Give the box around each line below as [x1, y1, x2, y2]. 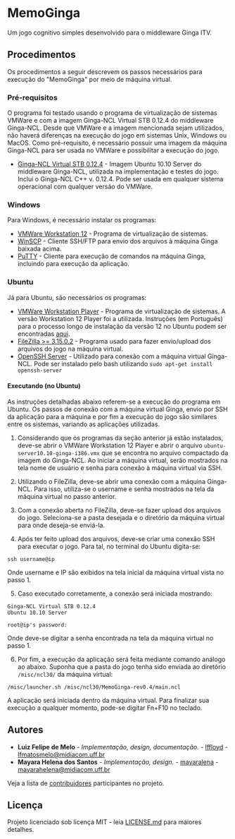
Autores [7, 724, 44, 736]
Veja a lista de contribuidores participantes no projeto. [7, 778, 165, 787]
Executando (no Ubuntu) [7, 382, 81, 390]
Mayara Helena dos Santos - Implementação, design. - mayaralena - [17, 757, 219, 766]
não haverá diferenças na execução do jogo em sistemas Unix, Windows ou [7, 131, 227, 140]
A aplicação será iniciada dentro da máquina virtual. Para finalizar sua [7, 696, 210, 704]
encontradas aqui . [17, 330, 70, 338]
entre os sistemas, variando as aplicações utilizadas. [7, 420, 160, 428]
